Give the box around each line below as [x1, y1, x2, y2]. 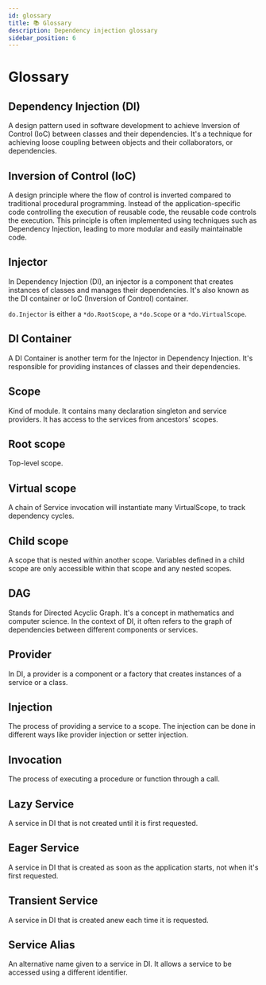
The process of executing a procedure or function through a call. [8, 774, 221, 784]
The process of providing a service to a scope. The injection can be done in [8, 722, 256, 731]
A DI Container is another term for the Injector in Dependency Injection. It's [8, 353, 253, 363]
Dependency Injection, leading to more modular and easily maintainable [8, 224, 243, 234]
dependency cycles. [8, 511, 75, 521]
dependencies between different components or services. [8, 625, 199, 634]
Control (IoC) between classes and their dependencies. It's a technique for [8, 129, 253, 139]
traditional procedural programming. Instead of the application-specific [8, 199, 241, 208]
